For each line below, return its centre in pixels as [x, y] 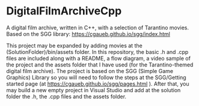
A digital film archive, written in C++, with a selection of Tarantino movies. [98, 28]
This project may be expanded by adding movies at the [74, 46]
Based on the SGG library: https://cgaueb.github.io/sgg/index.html [88, 34]
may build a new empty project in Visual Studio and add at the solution [93, 90]
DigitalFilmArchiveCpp [64, 11]
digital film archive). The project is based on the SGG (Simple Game [90, 71]
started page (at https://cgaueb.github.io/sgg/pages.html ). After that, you [98, 84]
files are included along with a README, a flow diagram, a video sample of [99, 58]
